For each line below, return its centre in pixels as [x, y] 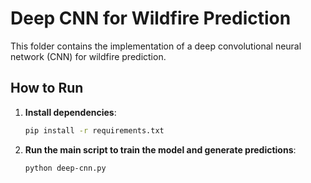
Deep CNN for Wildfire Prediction [151, 18]
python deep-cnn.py [65, 168]
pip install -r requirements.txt [94, 130]
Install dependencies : [70, 112]
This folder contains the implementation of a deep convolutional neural [156, 46]
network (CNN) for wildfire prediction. [88, 56]
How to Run [47, 88]
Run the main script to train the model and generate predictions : [160, 149]
